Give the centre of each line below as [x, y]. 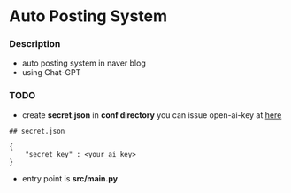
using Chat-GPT [51, 73]
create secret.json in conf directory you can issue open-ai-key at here [152, 115]
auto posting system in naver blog [84, 63]
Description [35, 44]
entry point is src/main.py [69, 178]
